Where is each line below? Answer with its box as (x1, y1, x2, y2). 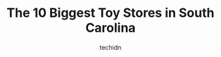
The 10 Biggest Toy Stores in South (6, 5, 215, 21)
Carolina (85, 20, 136, 36)
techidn (99, 43, 122, 51)
